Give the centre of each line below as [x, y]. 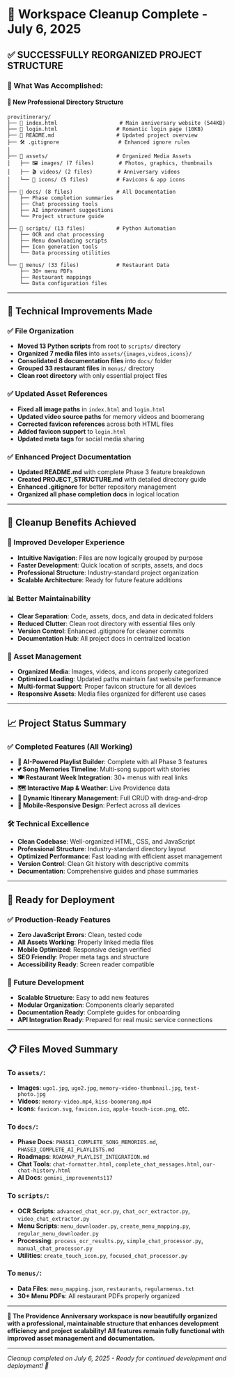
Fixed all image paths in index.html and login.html [91, 409]
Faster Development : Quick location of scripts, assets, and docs [110, 565]
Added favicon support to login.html [72, 431]
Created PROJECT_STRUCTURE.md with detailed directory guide [112, 479]
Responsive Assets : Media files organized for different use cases [112, 694]
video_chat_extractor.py [53, 1219]
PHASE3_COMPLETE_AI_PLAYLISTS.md [66, 1150]
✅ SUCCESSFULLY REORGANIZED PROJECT [105, 55]
